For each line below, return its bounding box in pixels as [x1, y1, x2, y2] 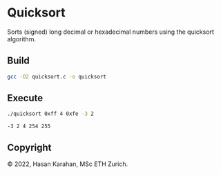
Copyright [7, 141, 52, 153]
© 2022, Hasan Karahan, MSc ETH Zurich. [7, 160, 128, 168]
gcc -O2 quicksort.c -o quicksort [7, 73, 107, 80]
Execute [7, 92, 44, 104]
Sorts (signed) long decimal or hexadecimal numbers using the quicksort [7, 28, 214, 36]
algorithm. [7, 34, 37, 43]
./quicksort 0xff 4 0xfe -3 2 [7, 110, 95, 118]
